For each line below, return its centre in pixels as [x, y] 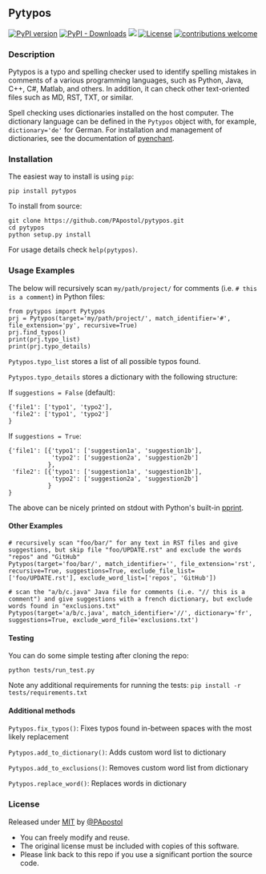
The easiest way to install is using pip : [71, 176]
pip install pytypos [43, 192]
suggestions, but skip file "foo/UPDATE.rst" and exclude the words [125, 550]
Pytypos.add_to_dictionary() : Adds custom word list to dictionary [117, 752]
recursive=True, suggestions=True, [68, 571]
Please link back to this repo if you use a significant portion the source [136, 854]
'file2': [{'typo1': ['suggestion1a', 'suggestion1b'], [107, 471]
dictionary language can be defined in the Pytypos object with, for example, [133, 121]
